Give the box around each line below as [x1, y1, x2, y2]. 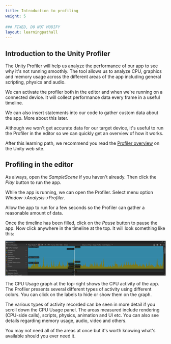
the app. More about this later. [5, 115, 69, 121]
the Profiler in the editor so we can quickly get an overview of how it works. [5, 130, 164, 136]
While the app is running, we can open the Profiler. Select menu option [5, 189, 154, 195]
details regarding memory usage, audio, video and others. [5, 317, 127, 324]
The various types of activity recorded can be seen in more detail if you [5, 301, 155, 307]
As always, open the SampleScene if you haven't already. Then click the [5, 174, 157, 180]
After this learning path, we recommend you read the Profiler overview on [5, 140, 160, 146]
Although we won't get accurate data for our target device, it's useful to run [5, 125, 164, 131]
